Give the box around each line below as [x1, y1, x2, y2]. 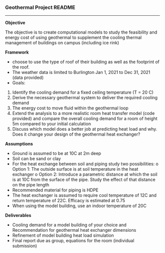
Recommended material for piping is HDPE [12, 187, 99, 193]
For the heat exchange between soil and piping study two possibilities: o [12, 161, 159, 167]
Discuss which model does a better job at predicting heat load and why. [12, 126, 157, 132]
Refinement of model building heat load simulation [12, 232, 114, 238]
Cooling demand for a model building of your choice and [12, 222, 127, 228]
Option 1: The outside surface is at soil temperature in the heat [12, 166, 138, 172]
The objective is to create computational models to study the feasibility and [5, 29, 158, 36]
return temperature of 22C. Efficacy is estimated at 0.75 [12, 198, 125, 204]
